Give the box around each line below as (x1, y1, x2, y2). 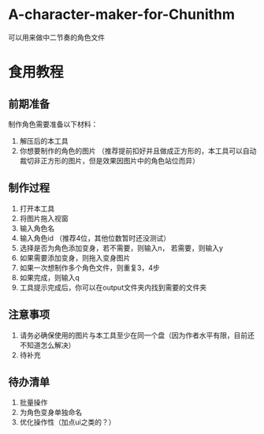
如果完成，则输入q (19, 272, 80, 282)
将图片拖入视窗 (19, 213, 69, 223)
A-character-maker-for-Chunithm (8, 6, 235, 24)
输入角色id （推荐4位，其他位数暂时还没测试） (19, 233, 171, 242)
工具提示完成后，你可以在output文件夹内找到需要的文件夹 (19, 282, 207, 292)
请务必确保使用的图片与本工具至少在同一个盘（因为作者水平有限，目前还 (19, 330, 255, 340)
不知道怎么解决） (19, 340, 76, 350)
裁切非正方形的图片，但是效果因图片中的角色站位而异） (19, 155, 199, 165)
